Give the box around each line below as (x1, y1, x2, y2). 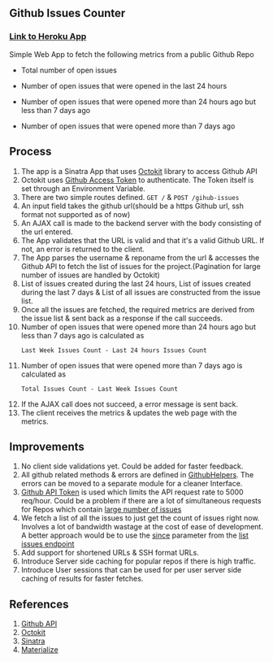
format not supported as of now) (20, 209, 131, 219)
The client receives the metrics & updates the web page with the (20, 407, 237, 417)
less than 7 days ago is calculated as (20, 330, 145, 340)
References (9, 597, 69, 611)
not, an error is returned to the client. (20, 244, 145, 254)
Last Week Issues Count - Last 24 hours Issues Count (20, 346, 207, 355)
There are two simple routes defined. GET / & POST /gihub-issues (20, 192, 240, 202)
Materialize (20, 645, 59, 655)
